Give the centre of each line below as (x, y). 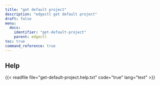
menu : (11, 23)
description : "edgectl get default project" (51, 14)
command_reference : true (30, 46)
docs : (15, 28)
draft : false (18, 19)
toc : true (15, 42)
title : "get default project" (36, 10)
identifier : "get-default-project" (50, 32)
